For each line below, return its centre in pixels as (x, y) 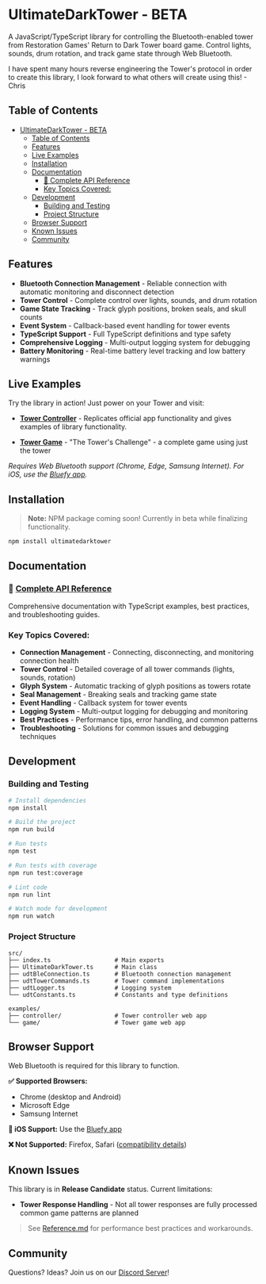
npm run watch (32, 916)
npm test (23, 851)
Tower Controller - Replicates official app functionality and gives (125, 419)
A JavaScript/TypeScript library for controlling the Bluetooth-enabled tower (131, 36)
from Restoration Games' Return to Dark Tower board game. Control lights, (130, 44)
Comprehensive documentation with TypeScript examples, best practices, (129, 606)
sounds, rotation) (47, 678)
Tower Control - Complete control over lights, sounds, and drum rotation (138, 300)
